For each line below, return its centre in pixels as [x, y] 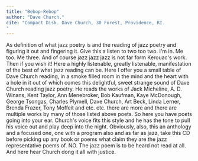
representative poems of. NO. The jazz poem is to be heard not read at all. [96, 146]
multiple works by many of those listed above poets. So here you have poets [99, 114]
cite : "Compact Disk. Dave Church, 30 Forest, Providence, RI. [86, 22]
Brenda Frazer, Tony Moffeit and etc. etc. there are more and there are [92, 108]
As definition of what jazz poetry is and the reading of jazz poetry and [91, 45]
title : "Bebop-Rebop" [33, 12]
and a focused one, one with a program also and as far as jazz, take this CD [98, 133]
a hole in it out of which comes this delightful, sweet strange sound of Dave [98, 83]
